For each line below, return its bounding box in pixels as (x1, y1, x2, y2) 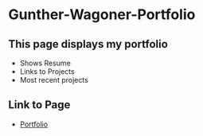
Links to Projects (19, 67, 75, 76)
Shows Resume (19, 58, 72, 68)
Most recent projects (19, 76, 89, 84)
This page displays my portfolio (8, 37, 169, 51)
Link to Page (8, 98, 71, 112)
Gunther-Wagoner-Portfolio (8, 6, 196, 24)
